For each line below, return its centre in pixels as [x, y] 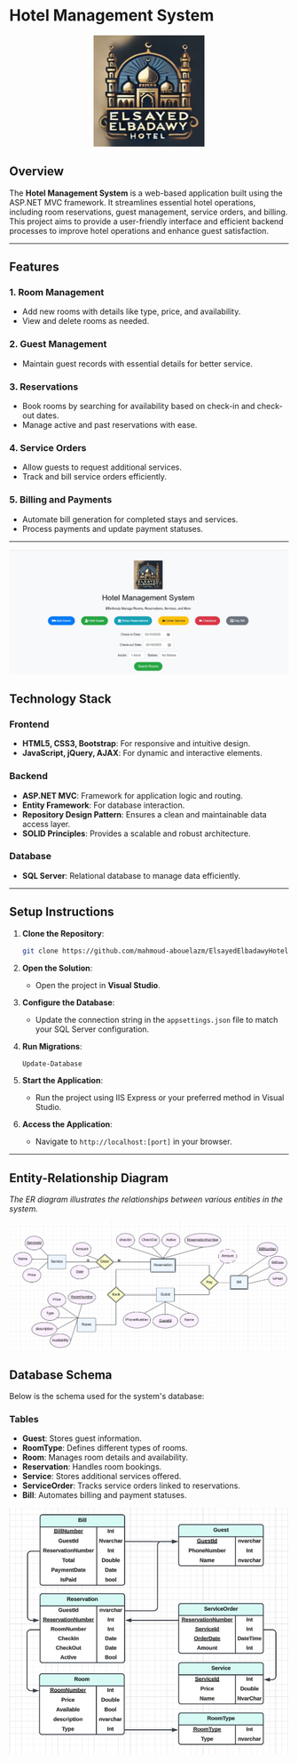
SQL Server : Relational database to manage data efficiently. [131, 875]
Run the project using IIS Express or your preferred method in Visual [160, 1098]
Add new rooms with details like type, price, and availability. [131, 311]
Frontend [29, 724]
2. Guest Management [58, 344]
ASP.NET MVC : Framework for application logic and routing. [133, 795]
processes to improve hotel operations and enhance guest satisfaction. [139, 230]
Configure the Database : [68, 1002]
